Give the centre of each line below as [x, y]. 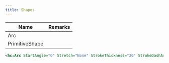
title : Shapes [20, 10]
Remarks [59, 27]
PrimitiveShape [26, 43]
